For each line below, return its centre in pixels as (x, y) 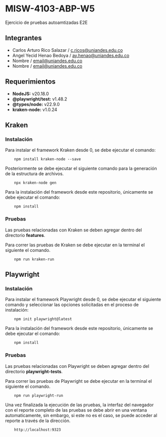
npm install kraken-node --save (47, 159)
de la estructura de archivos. (35, 174)
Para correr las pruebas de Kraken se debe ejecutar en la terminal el (75, 245)
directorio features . (25, 235)
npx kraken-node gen (35, 183)
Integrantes (24, 38)
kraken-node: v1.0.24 (35, 109)
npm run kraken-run (34, 259)
